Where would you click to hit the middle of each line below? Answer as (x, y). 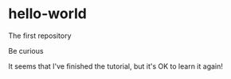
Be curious (26, 51)
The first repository (40, 36)
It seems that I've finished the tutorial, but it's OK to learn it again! (115, 66)
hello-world (48, 14)
